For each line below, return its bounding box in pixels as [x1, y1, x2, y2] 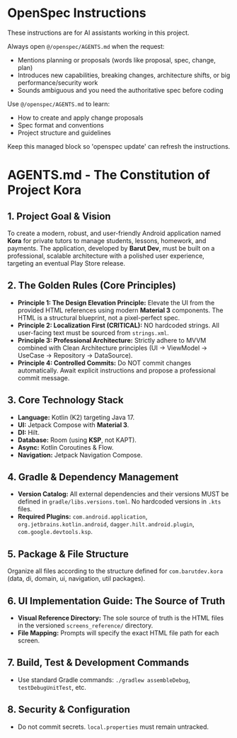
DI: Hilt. [17, 428, 40, 436]
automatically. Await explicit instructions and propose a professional [17, 366, 216, 375]
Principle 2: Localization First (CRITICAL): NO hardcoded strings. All [17, 321, 219, 329]
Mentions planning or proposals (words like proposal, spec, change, [17, 55, 216, 64]
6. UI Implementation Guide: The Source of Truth [7, 595, 226, 607]
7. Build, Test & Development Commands [7, 657, 190, 669]
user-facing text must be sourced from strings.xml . [17, 328, 170, 337]
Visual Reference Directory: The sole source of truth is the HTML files [17, 614, 224, 622]
